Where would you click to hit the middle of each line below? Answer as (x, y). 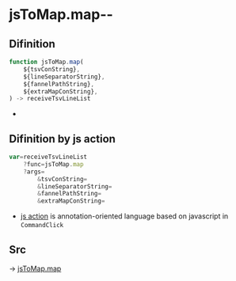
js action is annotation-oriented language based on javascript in (124, 216)
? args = (34, 172)
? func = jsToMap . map (53, 164)
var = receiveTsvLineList (48, 157)
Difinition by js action (62, 139)
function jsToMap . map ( (46, 62)
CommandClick (42, 226)
